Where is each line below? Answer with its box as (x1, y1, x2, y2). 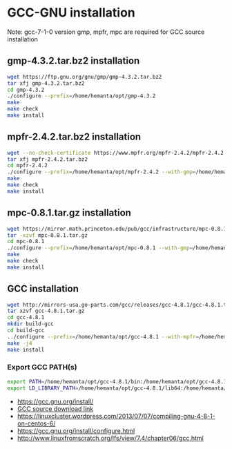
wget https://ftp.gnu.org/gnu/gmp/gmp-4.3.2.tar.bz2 (7, 73, 162, 80)
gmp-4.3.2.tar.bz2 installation (7, 55, 140, 67)
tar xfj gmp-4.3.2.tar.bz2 (7, 79, 85, 87)
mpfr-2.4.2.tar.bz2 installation (7, 131, 142, 143)
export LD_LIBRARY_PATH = (7, 385, 79, 392)
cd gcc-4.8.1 (7, 314, 45, 321)
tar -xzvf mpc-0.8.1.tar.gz (7, 231, 88, 239)
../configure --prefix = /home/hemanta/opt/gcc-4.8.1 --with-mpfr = (7, 333, 199, 340)
